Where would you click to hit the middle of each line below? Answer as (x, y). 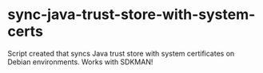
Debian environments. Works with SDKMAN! (80, 62)
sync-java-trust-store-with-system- (131, 15)
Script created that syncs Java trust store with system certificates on (121, 53)
